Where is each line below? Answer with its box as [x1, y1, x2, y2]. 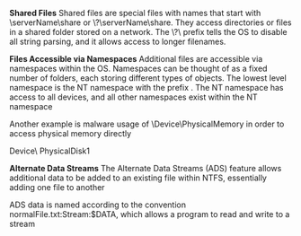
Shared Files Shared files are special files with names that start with [9, 8, 261, 18]
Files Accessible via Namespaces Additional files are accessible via [9, 54, 263, 64]
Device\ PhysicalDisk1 [9, 145, 90, 156]
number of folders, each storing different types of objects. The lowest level [9, 73, 288, 83]
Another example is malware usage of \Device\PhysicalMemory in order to [9, 118, 285, 129]
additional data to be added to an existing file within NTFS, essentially [9, 172, 268, 183]
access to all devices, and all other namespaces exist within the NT [9, 92, 258, 102]
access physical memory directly [9, 128, 132, 138]
